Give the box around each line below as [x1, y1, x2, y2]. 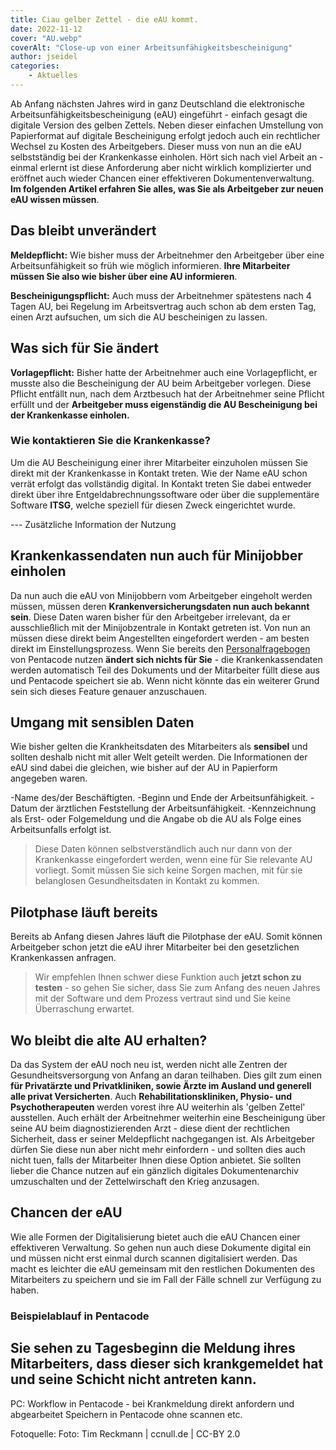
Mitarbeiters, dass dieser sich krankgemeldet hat [10, 1356, 324, 1373]
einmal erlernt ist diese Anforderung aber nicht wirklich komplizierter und [10, 161, 312, 173]
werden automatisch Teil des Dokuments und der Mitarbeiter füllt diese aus [10, 664, 320, 676]
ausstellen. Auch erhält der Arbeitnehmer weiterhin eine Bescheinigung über [10, 1112, 326, 1124]
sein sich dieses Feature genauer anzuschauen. [10, 685, 207, 697]
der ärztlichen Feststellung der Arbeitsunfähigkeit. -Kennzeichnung [39, 802, 317, 815]
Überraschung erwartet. [34, 1003, 135, 1015]
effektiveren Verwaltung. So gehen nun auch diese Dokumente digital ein [10, 1241, 312, 1253]
